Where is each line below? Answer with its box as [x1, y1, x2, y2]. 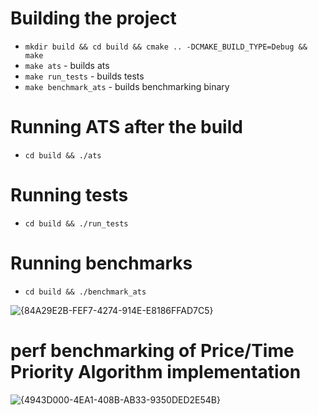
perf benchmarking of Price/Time [10, 339, 295, 362]
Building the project [10, 7, 177, 30]
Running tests [10, 184, 129, 207]
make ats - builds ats [24, 59, 110, 71]
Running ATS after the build [10, 116, 243, 139]
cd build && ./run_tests [24, 218, 129, 229]
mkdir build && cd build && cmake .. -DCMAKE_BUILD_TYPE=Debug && [24, 42, 308, 52]
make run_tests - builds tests [24, 70, 145, 82]
